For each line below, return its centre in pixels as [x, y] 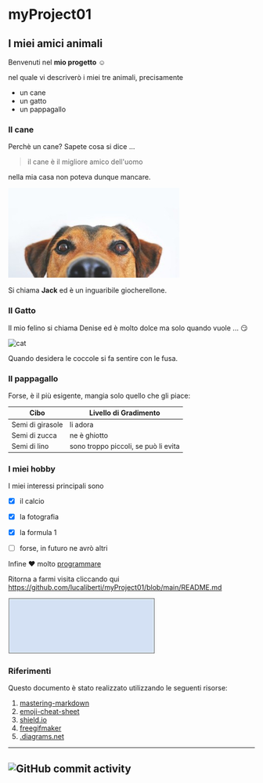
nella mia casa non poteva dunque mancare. [79, 177]
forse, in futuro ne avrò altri [63, 548]
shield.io [33, 720]
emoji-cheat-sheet [49, 712]
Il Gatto [22, 311]
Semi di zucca [34, 435]
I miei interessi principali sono [56, 486]
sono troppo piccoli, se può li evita [124, 446]
